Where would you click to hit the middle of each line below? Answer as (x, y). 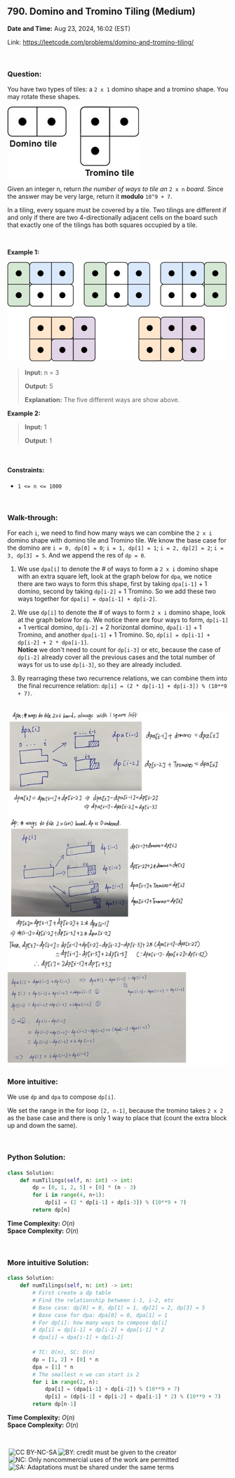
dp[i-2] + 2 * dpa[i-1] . (53, 642)
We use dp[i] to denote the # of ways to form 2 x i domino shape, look (121, 612)
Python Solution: (36, 1158)
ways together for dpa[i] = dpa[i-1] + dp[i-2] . (87, 599)
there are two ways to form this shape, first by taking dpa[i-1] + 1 (112, 584)
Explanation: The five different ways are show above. (102, 399)
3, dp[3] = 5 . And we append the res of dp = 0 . (76, 555)
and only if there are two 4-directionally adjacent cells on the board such (113, 217)
